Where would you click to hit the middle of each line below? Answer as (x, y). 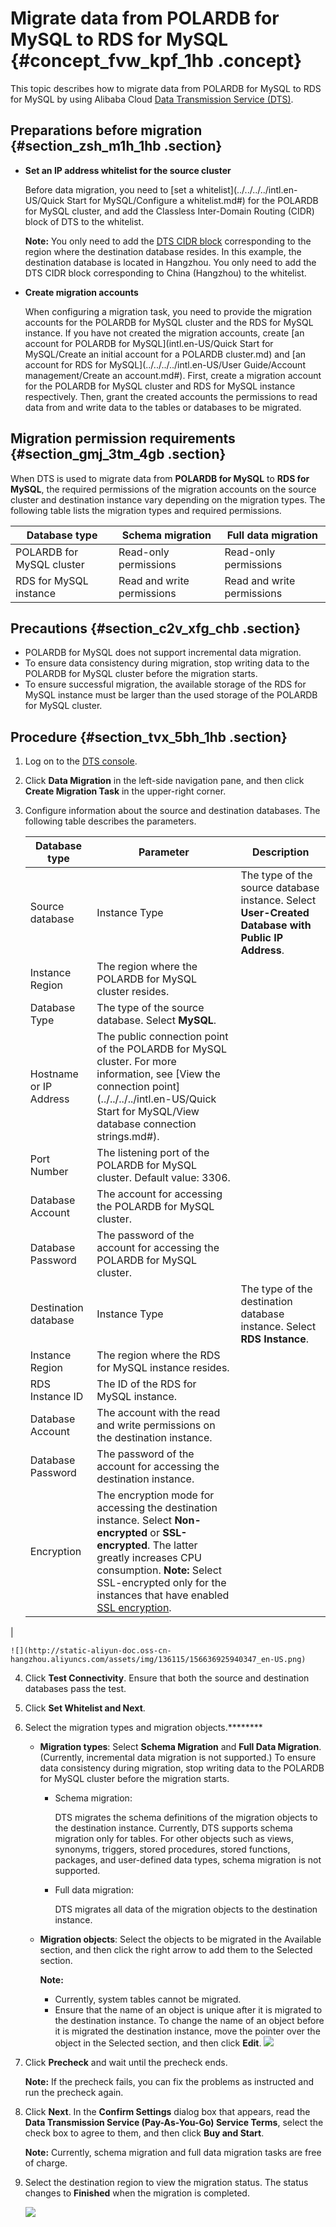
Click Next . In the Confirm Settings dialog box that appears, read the (167, 2112)
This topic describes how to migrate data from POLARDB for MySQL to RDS (166, 88)
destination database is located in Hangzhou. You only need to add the (170, 262)
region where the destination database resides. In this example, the (163, 251)
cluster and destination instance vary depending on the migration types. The (168, 499)
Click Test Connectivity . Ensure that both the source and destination (167, 1678)
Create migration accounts (81, 292)
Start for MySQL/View (148, 1112)
